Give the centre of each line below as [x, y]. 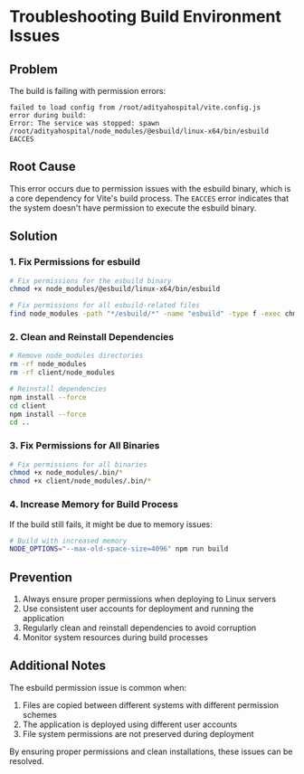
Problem [34, 69]
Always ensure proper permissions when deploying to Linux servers [149, 599]
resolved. [27, 760]
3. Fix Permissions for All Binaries [85, 446]
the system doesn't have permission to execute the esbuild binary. [133, 208]
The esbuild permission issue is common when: [98, 687]
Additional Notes [58, 666]
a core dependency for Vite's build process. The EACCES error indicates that [149, 198]
